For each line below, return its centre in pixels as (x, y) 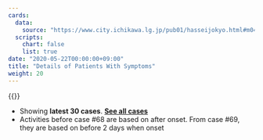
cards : (19, 15)
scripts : (29, 37)
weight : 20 (26, 74)
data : (24, 23)
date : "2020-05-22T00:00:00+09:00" (66, 59)
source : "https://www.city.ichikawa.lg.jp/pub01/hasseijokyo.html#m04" (141, 30)
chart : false (43, 45)
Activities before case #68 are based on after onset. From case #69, (130, 119)
